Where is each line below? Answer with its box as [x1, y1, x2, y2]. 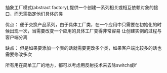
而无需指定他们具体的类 [14, 11, 63, 17]
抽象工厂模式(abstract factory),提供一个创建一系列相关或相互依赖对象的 [5, 5, 154, 10]
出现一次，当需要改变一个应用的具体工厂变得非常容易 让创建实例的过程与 [9, 28, 162, 34]
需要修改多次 [5, 51, 32, 57]
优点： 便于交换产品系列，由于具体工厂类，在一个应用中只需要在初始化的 [5, 22, 157, 27]
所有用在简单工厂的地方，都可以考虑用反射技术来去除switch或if [5, 62, 137, 68]
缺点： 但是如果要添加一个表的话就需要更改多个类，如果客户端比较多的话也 [5, 45, 162, 51]
